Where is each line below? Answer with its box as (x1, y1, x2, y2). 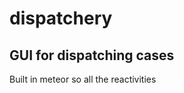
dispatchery (9, 7, 113, 30)
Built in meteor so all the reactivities (9, 73, 157, 85)
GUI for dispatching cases (9, 47, 175, 64)
